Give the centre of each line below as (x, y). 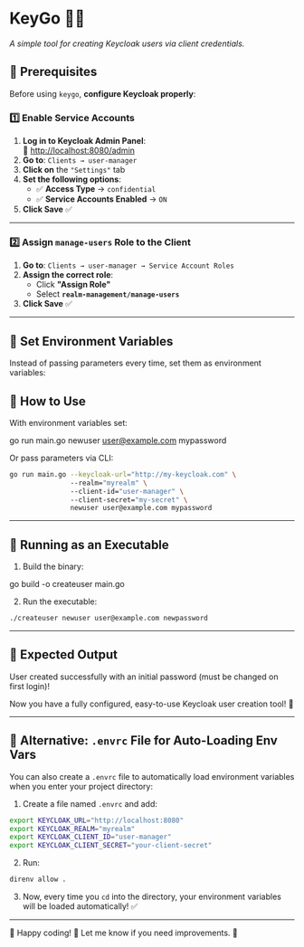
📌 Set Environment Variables (91, 341)
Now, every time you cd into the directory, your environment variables (152, 897)
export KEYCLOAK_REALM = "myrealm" (72, 829)
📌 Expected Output (63, 655)
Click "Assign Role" (73, 285)
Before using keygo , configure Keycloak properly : (103, 93)
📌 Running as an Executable (89, 545)
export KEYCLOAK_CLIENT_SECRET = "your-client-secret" (111, 846)
